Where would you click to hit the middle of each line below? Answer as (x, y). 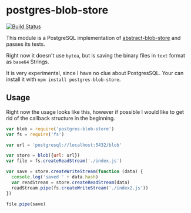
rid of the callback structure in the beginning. (61, 118)
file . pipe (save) (26, 204)
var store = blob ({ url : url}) (43, 155)
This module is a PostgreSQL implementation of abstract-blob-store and (93, 38)
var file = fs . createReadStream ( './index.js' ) (64, 161)
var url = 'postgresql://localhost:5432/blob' (64, 145)
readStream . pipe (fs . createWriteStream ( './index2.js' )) (80, 188)
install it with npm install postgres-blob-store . (63, 79)
